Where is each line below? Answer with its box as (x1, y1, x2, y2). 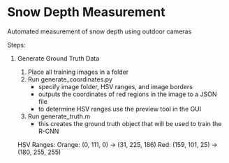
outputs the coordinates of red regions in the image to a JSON (38, 90, 218, 98)
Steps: (7, 40, 26, 49)
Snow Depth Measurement (7, 4, 165, 20)
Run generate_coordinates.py (27, 75, 113, 84)
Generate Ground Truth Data (17, 54, 100, 63)
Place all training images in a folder (27, 68, 129, 76)
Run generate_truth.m (27, 112, 91, 121)
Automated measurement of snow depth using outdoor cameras (7, 27, 192, 36)
